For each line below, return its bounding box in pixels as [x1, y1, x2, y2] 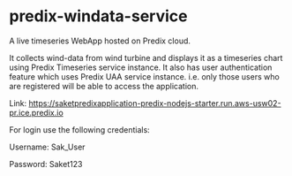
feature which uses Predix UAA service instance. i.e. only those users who [9, 71, 280, 81]
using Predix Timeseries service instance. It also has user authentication [9, 62, 273, 73]
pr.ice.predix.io [9, 107, 64, 118]
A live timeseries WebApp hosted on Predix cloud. [9, 35, 191, 46]
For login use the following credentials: [9, 124, 150, 134]
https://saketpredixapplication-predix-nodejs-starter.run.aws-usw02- [28, 97, 281, 108]
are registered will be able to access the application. [9, 80, 198, 91]
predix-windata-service [9, 6, 188, 27]
